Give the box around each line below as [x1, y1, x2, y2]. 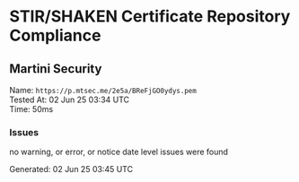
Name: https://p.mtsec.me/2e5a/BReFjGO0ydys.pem [9, 85, 198, 95]
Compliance [9, 25, 101, 46]
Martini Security [9, 61, 102, 76]
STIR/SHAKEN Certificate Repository [9, 6, 291, 27]
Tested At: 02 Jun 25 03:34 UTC [9, 94, 130, 105]
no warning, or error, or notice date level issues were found [9, 146, 229, 158]
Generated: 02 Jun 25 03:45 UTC [9, 164, 133, 175]
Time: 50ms [9, 104, 54, 114]
